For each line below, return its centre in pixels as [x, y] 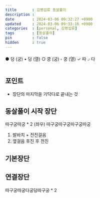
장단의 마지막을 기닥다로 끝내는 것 [45, 94]
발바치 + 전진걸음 [29, 135]
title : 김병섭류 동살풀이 [36, 10]
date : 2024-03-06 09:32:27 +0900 [49, 19]
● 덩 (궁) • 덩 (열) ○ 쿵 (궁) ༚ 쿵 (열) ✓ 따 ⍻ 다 [50, 59]
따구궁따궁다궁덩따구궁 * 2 [31, 190]
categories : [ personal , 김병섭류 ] [41, 29]
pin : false [27, 38]
